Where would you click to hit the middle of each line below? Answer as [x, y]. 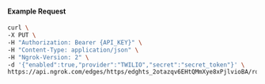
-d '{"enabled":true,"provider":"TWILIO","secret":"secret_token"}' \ [126, 65]
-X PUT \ [22, 36]
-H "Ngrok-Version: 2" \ [48, 57]
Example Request [37, 11]
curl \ [18, 28]
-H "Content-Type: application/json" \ [73, 50]
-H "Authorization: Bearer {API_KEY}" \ [75, 42]
